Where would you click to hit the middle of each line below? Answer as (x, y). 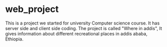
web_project (32, 9)
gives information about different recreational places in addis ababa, (76, 33)
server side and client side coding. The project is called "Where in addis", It (84, 28)
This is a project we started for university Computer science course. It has (82, 23)
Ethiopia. (14, 39)
